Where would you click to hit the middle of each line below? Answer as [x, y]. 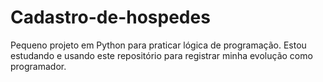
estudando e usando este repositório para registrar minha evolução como [161, 55]
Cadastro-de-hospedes [110, 17]
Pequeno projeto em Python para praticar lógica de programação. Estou [158, 45]
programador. [38, 66]
